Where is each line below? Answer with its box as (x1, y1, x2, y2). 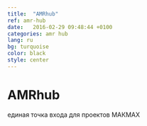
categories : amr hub (7, 30, 69, 38)
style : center (7, 57, 50, 64)
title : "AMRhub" (7, 10, 59, 18)
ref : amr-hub (7, 17, 46, 24)
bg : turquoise (7, 43, 50, 50)
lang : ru (7, 37, 33, 44)
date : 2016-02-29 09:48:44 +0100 (7, 23, 113, 30)
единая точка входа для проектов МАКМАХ (7, 110, 141, 119)
